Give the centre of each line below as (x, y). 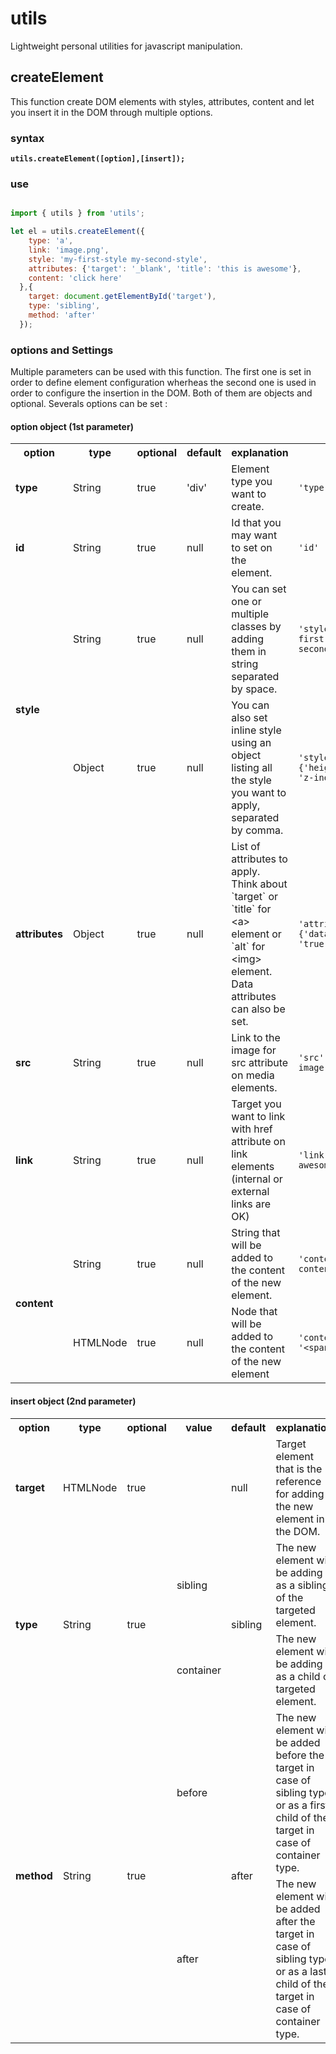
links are (251, 1204)
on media (253, 1075)
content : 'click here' (75, 278)
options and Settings (62, 350)
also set (249, 718)
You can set (259, 589)
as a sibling (302, 1585)
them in (249, 652)
